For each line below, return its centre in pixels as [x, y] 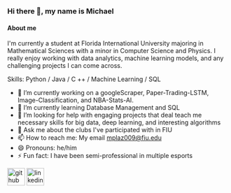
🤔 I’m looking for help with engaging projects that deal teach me [110, 115]
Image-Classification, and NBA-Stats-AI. [76, 100]
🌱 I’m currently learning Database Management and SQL [99, 108]
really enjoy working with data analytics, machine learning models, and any [115, 58]
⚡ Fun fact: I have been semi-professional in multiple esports [105, 156]
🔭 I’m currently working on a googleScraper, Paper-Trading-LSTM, [113, 93]
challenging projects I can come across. [65, 66]
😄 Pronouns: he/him [47, 148]
